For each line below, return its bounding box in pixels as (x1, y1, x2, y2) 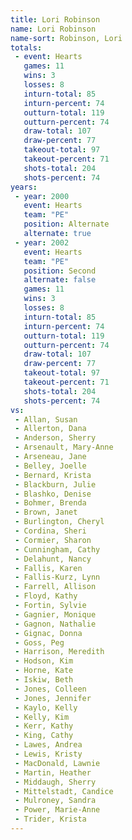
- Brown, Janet (14, 507, 78, 518)
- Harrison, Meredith (14, 647, 105, 657)
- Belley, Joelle (14, 461, 87, 471)
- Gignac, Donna (14, 628, 83, 638)
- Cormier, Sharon (14, 535, 92, 545)
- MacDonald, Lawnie (14, 758, 101, 768)
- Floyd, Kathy (14, 591, 78, 601)
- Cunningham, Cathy (14, 544, 101, 555)
